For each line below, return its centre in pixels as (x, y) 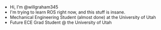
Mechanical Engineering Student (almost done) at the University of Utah (83, 17)
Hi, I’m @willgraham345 (34, 7)
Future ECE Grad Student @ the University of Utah (61, 22)
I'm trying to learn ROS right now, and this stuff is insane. (67, 12)
